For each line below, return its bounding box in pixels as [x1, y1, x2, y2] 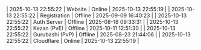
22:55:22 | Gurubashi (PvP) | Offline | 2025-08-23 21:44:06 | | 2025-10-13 [6, 31, 191, 38]
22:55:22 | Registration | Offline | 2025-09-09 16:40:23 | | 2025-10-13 [13, 12, 187, 19]
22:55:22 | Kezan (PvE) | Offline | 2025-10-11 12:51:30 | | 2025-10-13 [6, 24, 176, 32]
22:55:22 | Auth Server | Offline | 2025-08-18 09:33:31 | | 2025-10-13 [6, 18, 179, 25]
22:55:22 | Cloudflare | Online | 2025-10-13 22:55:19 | [6, 37, 139, 44]
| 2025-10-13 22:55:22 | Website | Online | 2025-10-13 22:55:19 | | [6, 6, 170, 12]
